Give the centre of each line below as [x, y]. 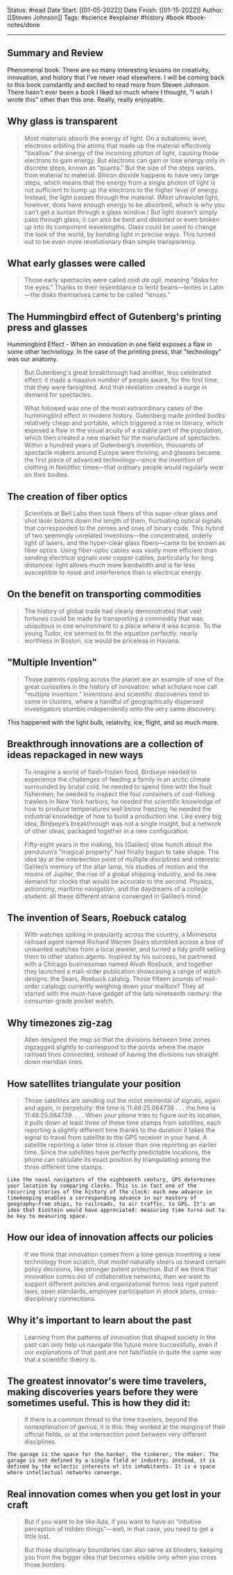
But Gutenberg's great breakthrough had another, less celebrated [118, 373]
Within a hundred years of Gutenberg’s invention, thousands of [114, 445]
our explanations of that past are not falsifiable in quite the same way [123, 1352]
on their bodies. [46, 475]
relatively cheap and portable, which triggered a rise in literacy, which [124, 423]
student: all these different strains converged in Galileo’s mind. [113, 896]
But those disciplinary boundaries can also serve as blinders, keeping [123, 1550]
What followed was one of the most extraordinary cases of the [113, 408]
